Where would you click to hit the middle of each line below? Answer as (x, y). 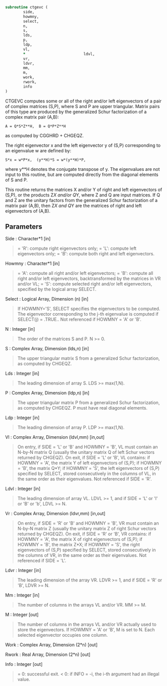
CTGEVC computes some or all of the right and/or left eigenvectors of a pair (83, 101)
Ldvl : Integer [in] (23, 489)
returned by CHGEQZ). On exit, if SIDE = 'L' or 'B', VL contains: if (83, 458)
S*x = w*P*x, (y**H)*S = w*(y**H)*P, (45, 160)
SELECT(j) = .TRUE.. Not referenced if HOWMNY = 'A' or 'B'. (79, 320)
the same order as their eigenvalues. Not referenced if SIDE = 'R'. (84, 479)
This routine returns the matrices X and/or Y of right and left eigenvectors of (84, 189)
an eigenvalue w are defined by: (38, 150)
